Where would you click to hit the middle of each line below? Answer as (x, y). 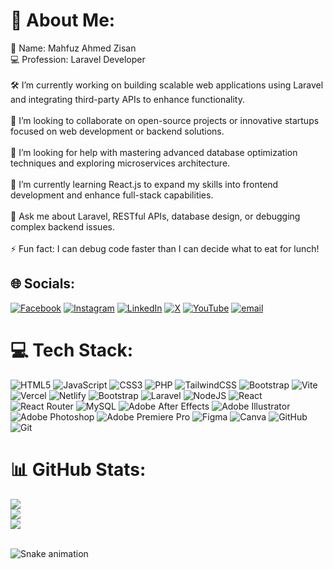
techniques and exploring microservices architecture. (120, 163)
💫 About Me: (63, 20)
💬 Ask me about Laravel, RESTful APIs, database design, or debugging (155, 216)
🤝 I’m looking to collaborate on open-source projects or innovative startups (165, 120)
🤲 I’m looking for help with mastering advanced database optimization (154, 152)
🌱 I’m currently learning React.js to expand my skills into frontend (144, 184)
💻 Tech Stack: (72, 350)
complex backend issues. (62, 226)
